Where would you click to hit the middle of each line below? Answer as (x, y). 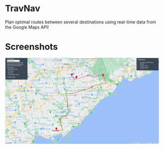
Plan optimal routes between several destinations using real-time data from (81, 22)
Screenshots (31, 47)
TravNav (23, 9)
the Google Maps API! (27, 27)
